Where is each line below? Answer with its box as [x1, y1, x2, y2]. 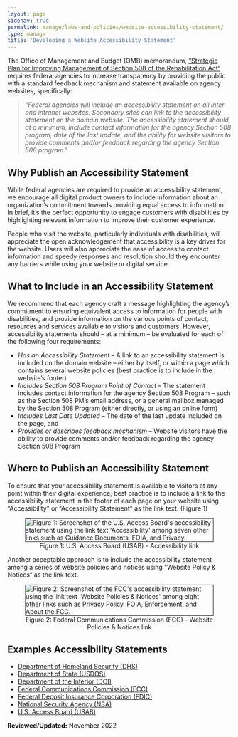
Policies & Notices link [87, 622, 152, 631]
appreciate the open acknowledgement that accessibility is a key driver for [7, 236, 226, 246]
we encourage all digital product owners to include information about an [7, 193, 219, 202]
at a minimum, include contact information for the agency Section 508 [24, 123, 232, 132]
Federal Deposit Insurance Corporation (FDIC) [17, 692, 153, 701]
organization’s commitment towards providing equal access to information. [7, 200, 226, 209]
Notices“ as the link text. [7, 570, 79, 579]
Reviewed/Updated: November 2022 [7, 721, 117, 730]
